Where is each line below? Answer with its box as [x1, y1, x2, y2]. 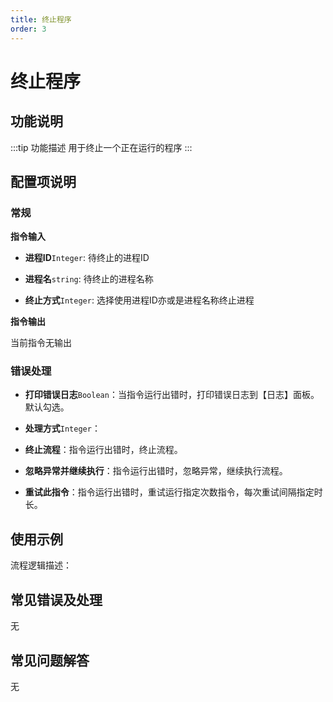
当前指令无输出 [10, 337, 72, 349]
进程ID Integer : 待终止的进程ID [24, 252, 150, 264]
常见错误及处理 [10, 591, 103, 608]
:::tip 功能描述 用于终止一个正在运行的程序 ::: [10, 141, 193, 153]
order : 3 [10, 24, 47, 34]
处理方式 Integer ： [24, 422, 101, 435]
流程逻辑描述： [10, 559, 72, 571]
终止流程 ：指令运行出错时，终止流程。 [24, 444, 183, 456]
